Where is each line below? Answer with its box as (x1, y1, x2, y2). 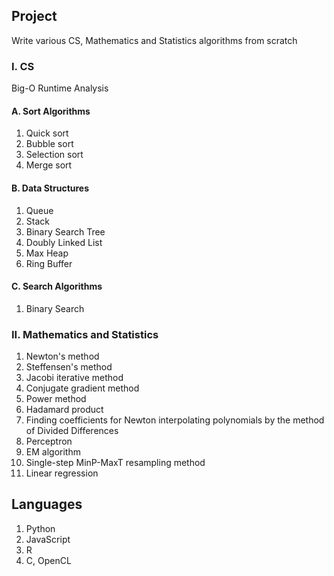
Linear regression (25, 467, 99, 479)
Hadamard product (25, 404, 104, 416)
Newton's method (25, 350, 100, 363)
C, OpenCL (25, 554, 72, 566)
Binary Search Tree (25, 225, 106, 238)
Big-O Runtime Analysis (11, 82, 109, 94)
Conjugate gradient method (25, 382, 140, 394)
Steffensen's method (25, 361, 113, 373)
